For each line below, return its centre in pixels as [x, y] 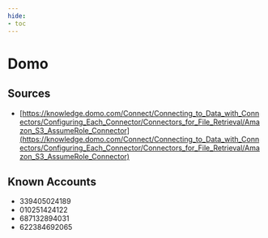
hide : [17, 16]
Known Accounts [52, 182]
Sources [29, 94]
